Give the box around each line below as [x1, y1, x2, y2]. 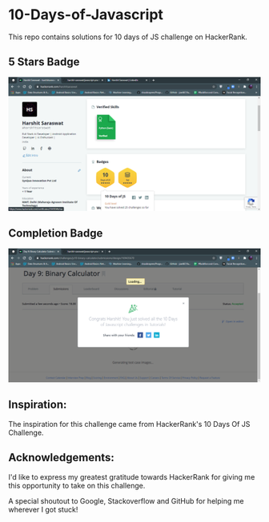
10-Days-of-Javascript [8, 6, 164, 24]
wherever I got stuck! [8, 504, 78, 514]
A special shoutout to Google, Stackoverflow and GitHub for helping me [8, 496, 244, 505]
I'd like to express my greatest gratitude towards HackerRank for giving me [8, 472, 255, 481]
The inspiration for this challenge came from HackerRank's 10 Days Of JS [8, 419, 251, 428]
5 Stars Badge [8, 55, 80, 69]
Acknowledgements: [8, 451, 114, 464]
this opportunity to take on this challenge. [8, 480, 146, 490]
